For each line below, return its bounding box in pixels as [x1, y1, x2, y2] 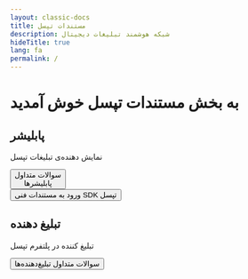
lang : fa [10, 46, 43, 55]
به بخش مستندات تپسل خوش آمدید [10, 92, 239, 113]
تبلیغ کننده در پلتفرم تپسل [10, 240, 94, 251]
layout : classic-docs [10, 12, 91, 22]
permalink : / [10, 54, 59, 63]
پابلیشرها [23, 179, 52, 187]
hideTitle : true [10, 37, 70, 47]
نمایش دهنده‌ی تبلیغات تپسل [10, 152, 103, 162]
